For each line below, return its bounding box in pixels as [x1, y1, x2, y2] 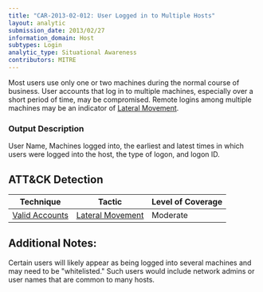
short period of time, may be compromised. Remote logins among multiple [8, 95, 253, 104]
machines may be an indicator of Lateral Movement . [8, 103, 179, 112]
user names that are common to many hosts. [8, 274, 155, 284]
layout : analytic [8, 19, 66, 27]
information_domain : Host [8, 33, 94, 42]
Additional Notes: [8, 236, 97, 251]
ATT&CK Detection [8, 173, 104, 186]
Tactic [98, 196, 123, 207]
